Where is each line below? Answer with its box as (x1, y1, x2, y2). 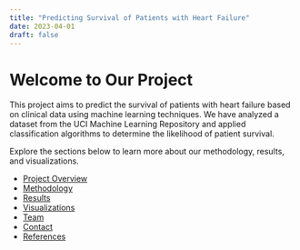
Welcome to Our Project (9, 69, 194, 90)
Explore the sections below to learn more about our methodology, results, (9, 146, 285, 157)
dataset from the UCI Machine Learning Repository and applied (9, 119, 246, 130)
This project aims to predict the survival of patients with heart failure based (9, 99, 291, 110)
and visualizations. (9, 155, 79, 166)
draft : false (9, 30, 59, 39)
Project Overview (22, 174, 88, 185)
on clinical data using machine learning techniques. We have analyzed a (9, 109, 279, 120)
